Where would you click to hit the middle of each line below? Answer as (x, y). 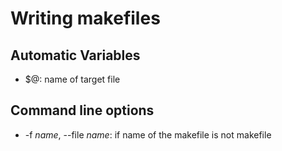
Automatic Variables (75, 55)
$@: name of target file (72, 79)
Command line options (82, 110)
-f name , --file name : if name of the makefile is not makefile (148, 134)
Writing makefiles (85, 18)
